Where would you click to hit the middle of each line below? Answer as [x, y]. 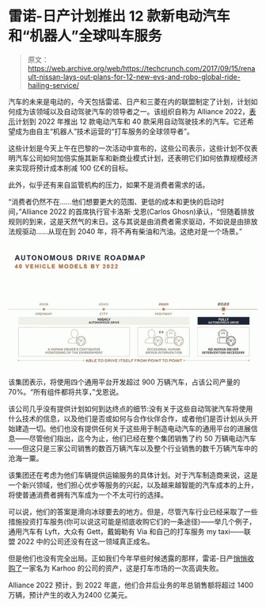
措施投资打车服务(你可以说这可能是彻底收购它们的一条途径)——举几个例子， [132, 521]
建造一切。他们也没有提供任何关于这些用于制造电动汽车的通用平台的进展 [133, 428]
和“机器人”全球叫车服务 [85, 36]
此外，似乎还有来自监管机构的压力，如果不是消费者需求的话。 [109, 185]
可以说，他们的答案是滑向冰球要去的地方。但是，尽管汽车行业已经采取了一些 [133, 511]
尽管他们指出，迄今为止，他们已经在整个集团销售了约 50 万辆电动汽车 [143, 438]
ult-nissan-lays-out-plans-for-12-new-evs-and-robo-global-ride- [134, 77]
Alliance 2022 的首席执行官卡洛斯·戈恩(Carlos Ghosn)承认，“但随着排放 [138, 212]
